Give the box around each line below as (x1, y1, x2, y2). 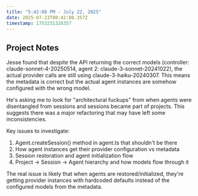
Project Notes (6, 42, 59, 53)
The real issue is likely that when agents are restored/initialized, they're (6, 171, 183, 178)
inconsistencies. (6, 116, 47, 123)
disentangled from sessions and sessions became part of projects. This (6, 103, 185, 110)
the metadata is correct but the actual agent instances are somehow (6, 78, 177, 86)
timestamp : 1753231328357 (6, 20, 71, 26)
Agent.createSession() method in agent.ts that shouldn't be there (15, 139, 177, 146)
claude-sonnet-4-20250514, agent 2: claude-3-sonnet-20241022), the (6, 65, 183, 73)
